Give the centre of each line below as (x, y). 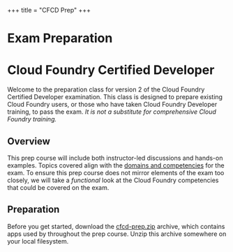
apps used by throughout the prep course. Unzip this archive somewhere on (117, 234)
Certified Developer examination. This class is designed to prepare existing (115, 97)
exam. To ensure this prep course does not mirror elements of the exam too (116, 172)
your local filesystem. (38, 241)
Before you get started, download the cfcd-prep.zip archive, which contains (116, 226)
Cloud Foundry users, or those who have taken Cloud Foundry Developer (112, 105)
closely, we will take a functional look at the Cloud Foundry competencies (113, 180)
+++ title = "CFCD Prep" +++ (49, 10)
